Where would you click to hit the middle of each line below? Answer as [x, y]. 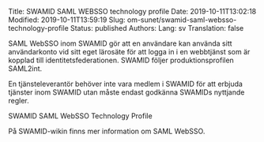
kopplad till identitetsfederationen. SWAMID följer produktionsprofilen [121, 60]
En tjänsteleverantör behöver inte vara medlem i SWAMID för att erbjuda [126, 84]
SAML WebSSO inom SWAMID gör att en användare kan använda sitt [120, 43]
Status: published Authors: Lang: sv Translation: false [157, 28]
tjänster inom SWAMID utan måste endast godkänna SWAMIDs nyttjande [126, 92]
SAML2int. [25, 69]
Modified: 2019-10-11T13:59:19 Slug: [67, 20]
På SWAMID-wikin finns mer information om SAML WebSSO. [107, 131]
